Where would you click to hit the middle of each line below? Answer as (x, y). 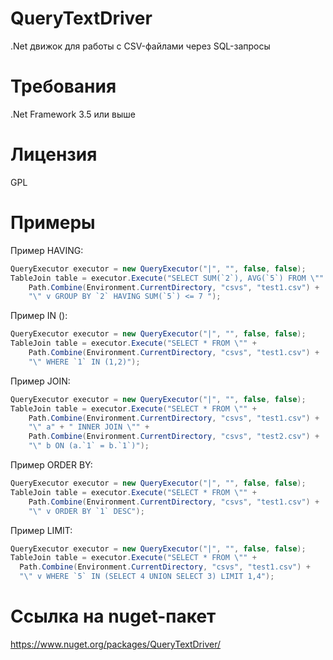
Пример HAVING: (47, 250)
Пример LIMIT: (41, 530)
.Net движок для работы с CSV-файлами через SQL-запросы (140, 46)
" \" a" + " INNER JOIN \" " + (89, 427)
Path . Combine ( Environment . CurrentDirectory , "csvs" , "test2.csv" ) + (174, 437)
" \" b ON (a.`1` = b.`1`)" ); (89, 446)
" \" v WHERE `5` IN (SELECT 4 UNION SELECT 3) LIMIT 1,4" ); (147, 577)
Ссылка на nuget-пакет (113, 616)
